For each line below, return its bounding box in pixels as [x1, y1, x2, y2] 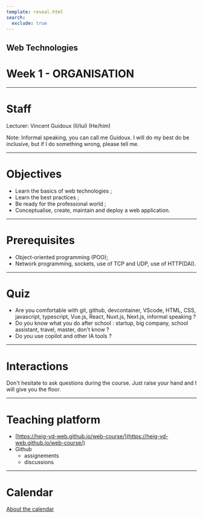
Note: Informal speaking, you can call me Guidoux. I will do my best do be [6, 134, 190, 141]
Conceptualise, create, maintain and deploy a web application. [14, 207, 170, 214]
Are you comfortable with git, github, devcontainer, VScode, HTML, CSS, [14, 307, 196, 314]
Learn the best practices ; [14, 193, 80, 201]
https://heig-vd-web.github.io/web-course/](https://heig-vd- [17, 433, 169, 440]
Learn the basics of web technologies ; [14, 187, 112, 194]
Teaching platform [6, 413, 101, 427]
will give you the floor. [6, 386, 62, 393]
